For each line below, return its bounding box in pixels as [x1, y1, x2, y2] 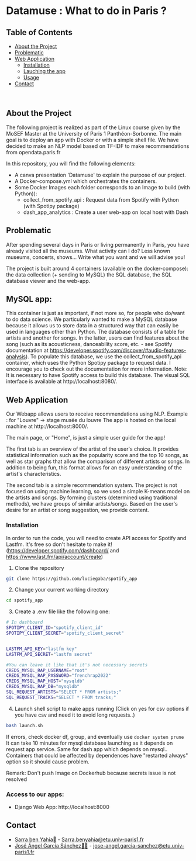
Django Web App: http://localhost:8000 [14, 803, 110, 810]
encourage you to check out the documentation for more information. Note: [6, 365, 188, 372]
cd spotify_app [6, 597, 43, 603]
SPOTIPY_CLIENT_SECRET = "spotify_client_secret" [6, 630, 125, 637]
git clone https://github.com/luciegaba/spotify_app [6, 576, 137, 582]
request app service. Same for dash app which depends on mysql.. [6, 745, 168, 752]
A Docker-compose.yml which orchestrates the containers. [14, 177, 157, 185]
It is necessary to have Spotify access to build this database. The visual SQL [6, 372, 190, 379]
